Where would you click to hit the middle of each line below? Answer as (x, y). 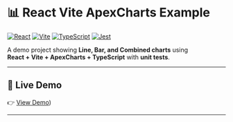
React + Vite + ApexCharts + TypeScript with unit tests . (88, 57)
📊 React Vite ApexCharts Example (109, 13)
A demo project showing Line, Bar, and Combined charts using (98, 50)
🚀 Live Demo (35, 85)
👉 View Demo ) (29, 102)
